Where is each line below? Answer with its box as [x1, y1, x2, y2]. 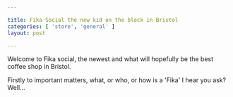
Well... [7, 84, 26, 92]
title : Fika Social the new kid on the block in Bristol [7, 16, 179, 23]
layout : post [7, 30, 46, 37]
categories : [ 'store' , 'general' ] [7, 22, 115, 30]
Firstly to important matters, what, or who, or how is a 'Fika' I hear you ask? [7, 76, 227, 84]
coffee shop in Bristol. [7, 63, 71, 71]
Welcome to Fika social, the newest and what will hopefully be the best [7, 55, 214, 63]
